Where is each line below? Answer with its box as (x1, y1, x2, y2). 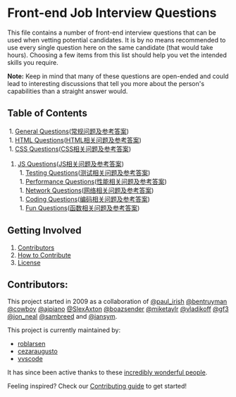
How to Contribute (17, 250, 72, 259)
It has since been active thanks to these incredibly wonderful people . (7, 368, 208, 377)
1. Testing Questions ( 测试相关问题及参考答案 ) (19, 168, 151, 177)
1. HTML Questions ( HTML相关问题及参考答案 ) (8, 135, 142, 144)
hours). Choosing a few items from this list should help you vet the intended (7, 51, 227, 59)
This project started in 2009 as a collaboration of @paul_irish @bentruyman (7, 298, 228, 306)
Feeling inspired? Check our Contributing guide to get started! (7, 382, 187, 391)
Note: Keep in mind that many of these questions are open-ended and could (7, 72, 229, 80)
